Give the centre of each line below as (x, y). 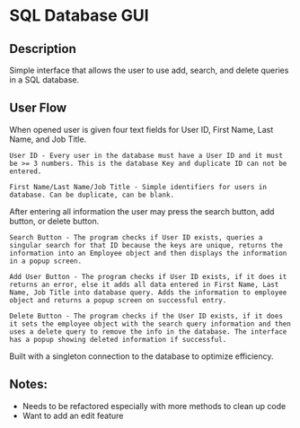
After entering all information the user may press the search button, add (142, 211)
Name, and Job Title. (48, 139)
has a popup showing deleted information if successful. (118, 339)
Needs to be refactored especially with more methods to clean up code (154, 406)
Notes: (28, 384)
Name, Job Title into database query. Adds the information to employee (148, 293)
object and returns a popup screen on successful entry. (118, 300)
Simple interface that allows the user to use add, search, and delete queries (149, 70)
